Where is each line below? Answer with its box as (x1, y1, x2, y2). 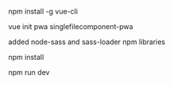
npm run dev (8, 68, 50, 77)
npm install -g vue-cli (8, 7, 78, 16)
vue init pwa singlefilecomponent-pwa (8, 22, 133, 31)
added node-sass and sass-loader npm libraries (8, 37, 166, 46)
